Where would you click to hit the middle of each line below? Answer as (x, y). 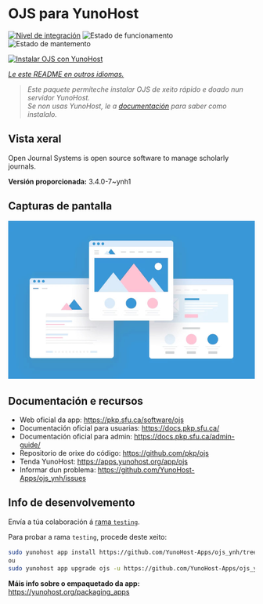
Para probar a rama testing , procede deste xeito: (88, 537)
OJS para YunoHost (74, 14)
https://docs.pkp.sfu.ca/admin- (184, 436)
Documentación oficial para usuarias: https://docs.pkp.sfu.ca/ (119, 428)
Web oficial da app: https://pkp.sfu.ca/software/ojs (101, 420)
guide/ (30, 445)
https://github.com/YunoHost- (146, 469)
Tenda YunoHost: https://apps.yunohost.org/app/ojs (103, 461)
